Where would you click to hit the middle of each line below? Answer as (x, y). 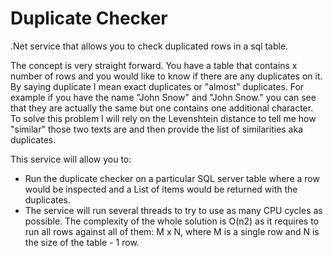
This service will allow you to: (71, 159)
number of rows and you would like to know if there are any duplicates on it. (166, 76)
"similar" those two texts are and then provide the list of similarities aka (157, 129)
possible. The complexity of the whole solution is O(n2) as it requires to (172, 221)
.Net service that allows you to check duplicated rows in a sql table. (149, 46)
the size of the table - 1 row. (82, 242)
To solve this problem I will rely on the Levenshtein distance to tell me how (163, 118)
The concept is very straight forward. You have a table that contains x (154, 65)
